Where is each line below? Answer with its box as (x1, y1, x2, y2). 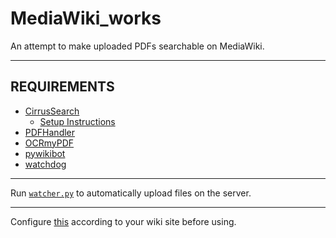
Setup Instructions (39, 115, 116, 127)
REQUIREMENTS (10, 78, 115, 96)
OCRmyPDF (24, 137, 75, 149)
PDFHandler (24, 126, 76, 138)
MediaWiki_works (10, 7, 162, 30)
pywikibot (24, 147, 66, 159)
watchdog (24, 158, 67, 170)
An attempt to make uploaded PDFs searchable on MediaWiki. (10, 40, 265, 52)
